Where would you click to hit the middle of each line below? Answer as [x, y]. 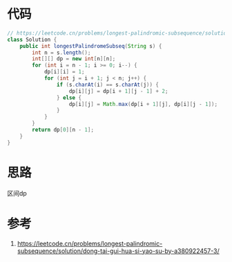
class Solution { [32, 40]
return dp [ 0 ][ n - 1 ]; [63, 130]
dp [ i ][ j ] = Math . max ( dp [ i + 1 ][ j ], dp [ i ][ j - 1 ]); [143, 104]
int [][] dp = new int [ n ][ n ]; [74, 59]
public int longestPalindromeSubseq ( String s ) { [91, 46]
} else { [69, 98]
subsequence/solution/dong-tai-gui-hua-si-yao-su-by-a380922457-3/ [118, 251]
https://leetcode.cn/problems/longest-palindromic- [90, 243]
